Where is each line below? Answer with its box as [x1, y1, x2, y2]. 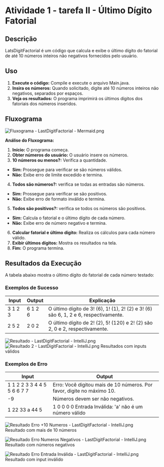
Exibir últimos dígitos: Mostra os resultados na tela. [12, 240, 117, 246]
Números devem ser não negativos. [53, 396, 134, 403]
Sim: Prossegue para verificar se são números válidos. [12, 167, 123, 172]
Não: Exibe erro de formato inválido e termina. [12, 196, 105, 202]
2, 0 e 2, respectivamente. [48, 325, 108, 332]
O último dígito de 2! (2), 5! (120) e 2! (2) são [48, 319, 153, 326]
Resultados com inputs [101, 343, 146, 349]
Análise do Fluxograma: [5, 137, 55, 143]
